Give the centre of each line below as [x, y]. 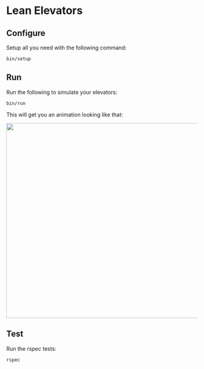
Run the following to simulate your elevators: [62, 92]
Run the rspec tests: [31, 348]
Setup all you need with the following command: [66, 47]
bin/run [16, 103]
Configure [26, 33]
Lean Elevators [45, 11]
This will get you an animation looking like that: [65, 114]
